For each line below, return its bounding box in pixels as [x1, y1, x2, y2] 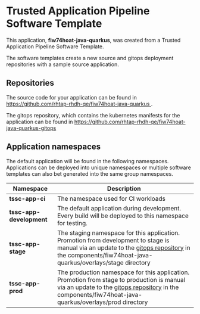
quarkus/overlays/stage [57, 258, 124, 266]
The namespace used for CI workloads [57, 194, 165, 203]
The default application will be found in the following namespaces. [6, 157, 169, 164]
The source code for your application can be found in [6, 94, 137, 101]
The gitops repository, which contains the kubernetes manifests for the [6, 111, 180, 119]
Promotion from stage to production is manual [57, 275, 186, 284]
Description [107, 184, 141, 192]
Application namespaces [6, 142, 101, 152]
